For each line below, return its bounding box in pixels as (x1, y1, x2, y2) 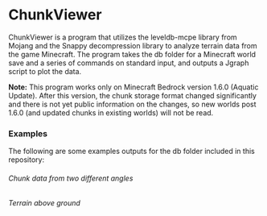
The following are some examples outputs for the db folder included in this (8, 147, 255, 156)
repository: (8, 155, 45, 164)
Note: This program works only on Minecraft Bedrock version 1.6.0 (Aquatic (8, 82, 259, 92)
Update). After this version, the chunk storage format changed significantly (8, 90, 257, 100)
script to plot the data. (8, 66, 82, 76)
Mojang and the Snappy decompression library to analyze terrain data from (8, 40, 257, 50)
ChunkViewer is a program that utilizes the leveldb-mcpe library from (8, 32, 237, 42)
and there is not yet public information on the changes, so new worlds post (8, 99, 257, 109)
